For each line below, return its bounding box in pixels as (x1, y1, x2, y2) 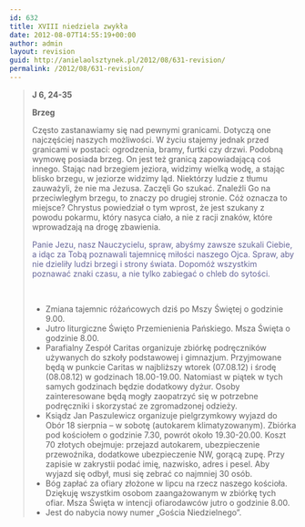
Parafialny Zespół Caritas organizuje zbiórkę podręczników (45, 342, 267, 353)
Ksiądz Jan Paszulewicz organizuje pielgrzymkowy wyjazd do (45, 409, 278, 420)
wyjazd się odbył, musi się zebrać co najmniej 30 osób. (45, 468, 253, 479)
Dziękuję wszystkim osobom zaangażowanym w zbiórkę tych (45, 487, 276, 498)
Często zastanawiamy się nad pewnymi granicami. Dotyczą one (31, 124, 271, 135)
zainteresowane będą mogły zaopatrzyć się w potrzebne (45, 390, 259, 401)
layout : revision (9, 47, 76, 57)
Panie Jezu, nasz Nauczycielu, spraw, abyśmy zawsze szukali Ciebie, (31, 239, 293, 250)
